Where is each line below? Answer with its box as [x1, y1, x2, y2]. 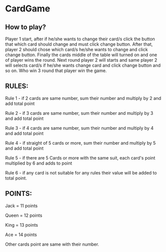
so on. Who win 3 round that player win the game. [5, 68, 107, 74]
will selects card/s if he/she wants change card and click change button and [5, 63, 161, 68]
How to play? [5, 23, 46, 31]
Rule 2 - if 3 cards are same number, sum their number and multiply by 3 [5, 110, 154, 116]
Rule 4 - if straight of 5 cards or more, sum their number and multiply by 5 [5, 140, 156, 146]
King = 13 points [5, 222, 38, 228]
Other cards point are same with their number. [5, 241, 99, 247]
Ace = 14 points [5, 232, 37, 238]
